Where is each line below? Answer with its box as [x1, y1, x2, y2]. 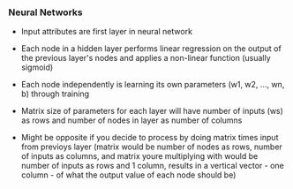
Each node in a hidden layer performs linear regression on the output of [20, 43, 282, 54]
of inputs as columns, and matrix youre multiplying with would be [20, 151, 259, 162]
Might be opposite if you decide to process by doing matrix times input [20, 132, 279, 143]
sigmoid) [20, 62, 54, 72]
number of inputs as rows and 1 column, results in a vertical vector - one [20, 161, 284, 171]
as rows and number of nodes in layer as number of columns [20, 115, 243, 125]
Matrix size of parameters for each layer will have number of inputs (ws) [20, 106, 284, 117]
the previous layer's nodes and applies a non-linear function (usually [20, 53, 271, 64]
